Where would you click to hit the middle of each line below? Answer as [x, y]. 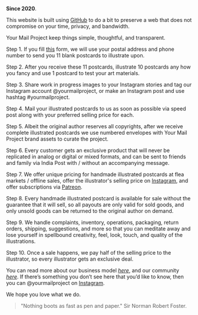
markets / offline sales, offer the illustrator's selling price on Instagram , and [97, 181]
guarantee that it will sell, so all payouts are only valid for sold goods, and [95, 204]
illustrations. [21, 241]
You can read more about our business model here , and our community [93, 270]
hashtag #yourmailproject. [38, 97]
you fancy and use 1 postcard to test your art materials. [73, 73]
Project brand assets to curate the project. [57, 139]
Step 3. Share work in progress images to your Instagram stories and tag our [99, 85]
